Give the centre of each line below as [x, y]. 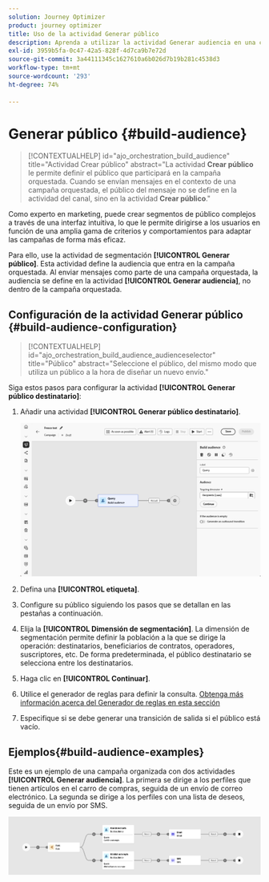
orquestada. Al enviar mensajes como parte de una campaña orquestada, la [133, 272]
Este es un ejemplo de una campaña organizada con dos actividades [122, 771]
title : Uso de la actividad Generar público [84, 34]
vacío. [30, 727]
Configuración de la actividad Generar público [126, 314]
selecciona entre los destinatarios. [76, 663]
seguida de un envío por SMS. [58, 806]
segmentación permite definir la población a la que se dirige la [122, 637]
